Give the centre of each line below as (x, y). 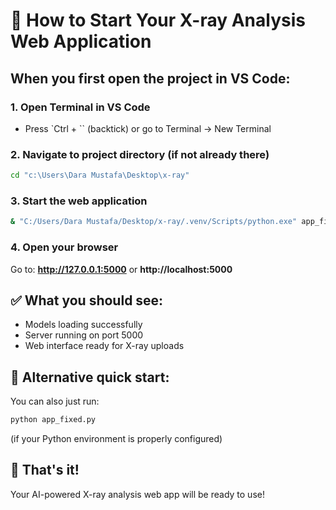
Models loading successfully (83, 325)
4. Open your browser (64, 247)
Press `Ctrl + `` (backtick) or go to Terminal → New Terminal (148, 128)
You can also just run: (55, 401)
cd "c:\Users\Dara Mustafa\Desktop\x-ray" (100, 175)
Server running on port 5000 (84, 335)
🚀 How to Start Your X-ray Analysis (158, 20)
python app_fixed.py (53, 420)
